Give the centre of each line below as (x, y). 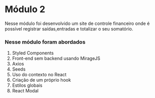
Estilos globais (27, 85)
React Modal (25, 91)
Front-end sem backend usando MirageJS (56, 58)
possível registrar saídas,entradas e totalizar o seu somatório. (69, 28)
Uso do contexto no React (39, 75)
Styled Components (33, 53)
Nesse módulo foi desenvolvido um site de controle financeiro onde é (77, 23)
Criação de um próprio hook (42, 80)
